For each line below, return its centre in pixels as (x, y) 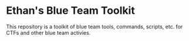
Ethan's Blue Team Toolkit (70, 11)
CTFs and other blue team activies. (48, 32)
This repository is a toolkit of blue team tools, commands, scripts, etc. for (95, 27)
